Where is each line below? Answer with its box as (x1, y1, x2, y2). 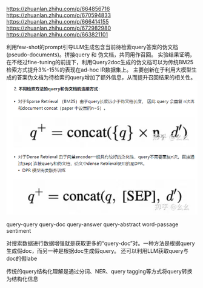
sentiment (6, 227, 32, 235)
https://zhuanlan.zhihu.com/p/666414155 (6, 18, 109, 25)
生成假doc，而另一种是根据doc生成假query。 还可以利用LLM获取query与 (6, 247, 189, 255)
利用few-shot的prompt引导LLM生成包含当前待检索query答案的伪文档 (6, 44, 179, 50)
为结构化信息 (6, 275, 38, 283)
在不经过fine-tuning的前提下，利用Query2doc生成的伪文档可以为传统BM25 (6, 59, 194, 65)
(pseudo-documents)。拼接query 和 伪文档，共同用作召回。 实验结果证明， (6, 51, 195, 58)
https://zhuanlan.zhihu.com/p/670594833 (6, 12, 111, 19)
